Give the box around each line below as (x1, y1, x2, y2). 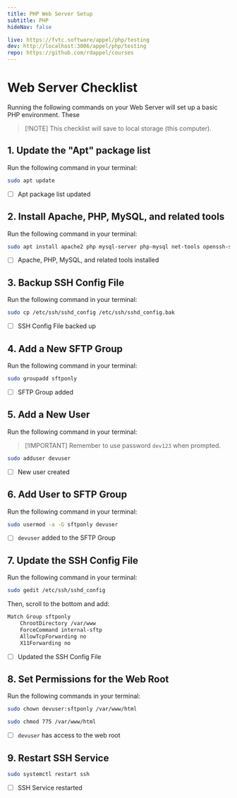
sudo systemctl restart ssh (7, 770, 90, 778)
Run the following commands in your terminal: (7, 692, 141, 701)
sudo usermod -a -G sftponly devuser (7, 521, 119, 528)
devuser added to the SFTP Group (17, 533, 116, 542)
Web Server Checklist (7, 80, 138, 96)
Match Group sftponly (7, 613, 71, 621)
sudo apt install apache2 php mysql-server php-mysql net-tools (7, 243, 200, 250)
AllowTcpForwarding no (20, 633, 87, 640)
